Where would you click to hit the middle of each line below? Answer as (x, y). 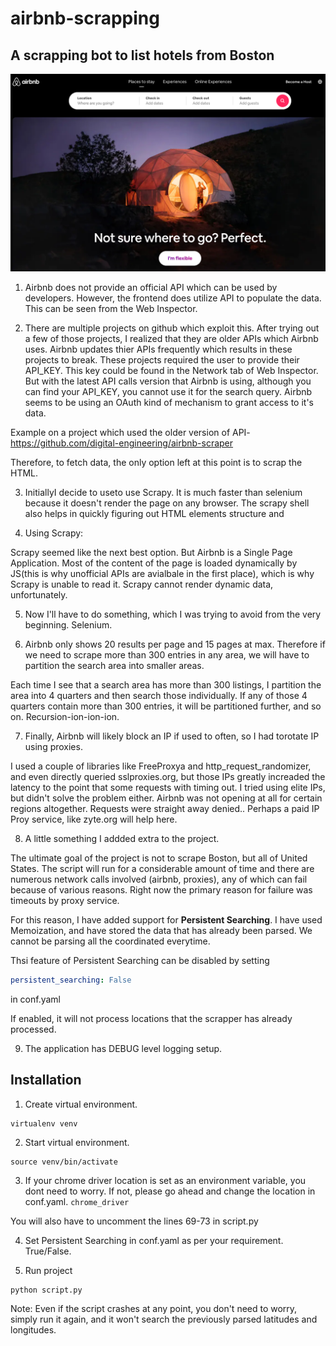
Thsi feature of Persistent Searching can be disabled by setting (140, 960)
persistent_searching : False (71, 980)
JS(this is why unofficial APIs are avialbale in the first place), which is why (162, 573)
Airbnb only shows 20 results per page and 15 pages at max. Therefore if (175, 644)
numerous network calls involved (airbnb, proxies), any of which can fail (159, 879)
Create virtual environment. (81, 1104)
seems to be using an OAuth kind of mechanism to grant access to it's (169, 402)
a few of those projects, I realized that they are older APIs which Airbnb (171, 338)
